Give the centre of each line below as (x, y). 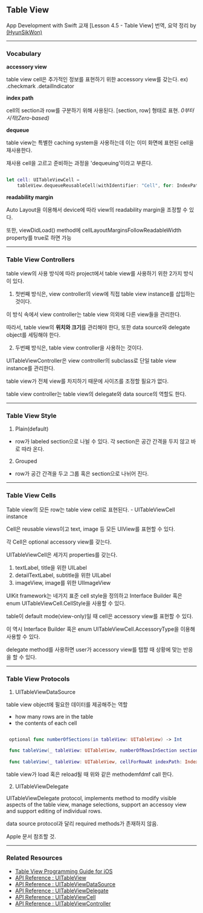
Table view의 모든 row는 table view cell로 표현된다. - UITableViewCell (91, 510)
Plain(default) (32, 429)
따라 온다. (33, 449)
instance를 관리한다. (31, 368)
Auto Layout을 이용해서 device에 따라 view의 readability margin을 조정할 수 (97, 209)
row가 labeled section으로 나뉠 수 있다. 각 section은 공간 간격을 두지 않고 (102, 442)
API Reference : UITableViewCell (55, 897)
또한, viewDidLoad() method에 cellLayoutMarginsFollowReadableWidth (94, 230)
